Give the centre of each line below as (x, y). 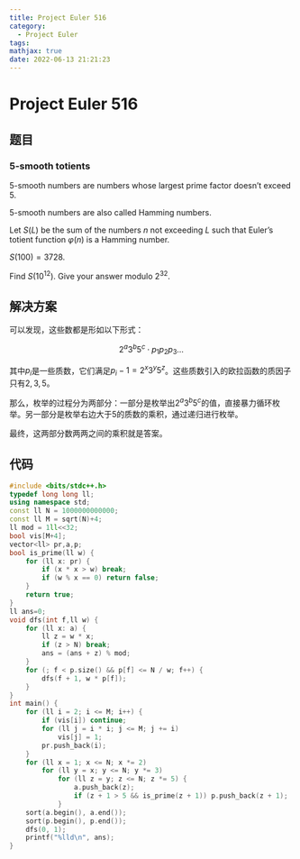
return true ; (50, 595)
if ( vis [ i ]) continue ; (84, 721)
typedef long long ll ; (52, 494)
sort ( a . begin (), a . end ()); (76, 812)
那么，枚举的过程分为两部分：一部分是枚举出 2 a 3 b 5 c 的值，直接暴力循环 (141, 402)
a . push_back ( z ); (104, 788)
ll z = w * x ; (68, 636)
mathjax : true (36, 51)
